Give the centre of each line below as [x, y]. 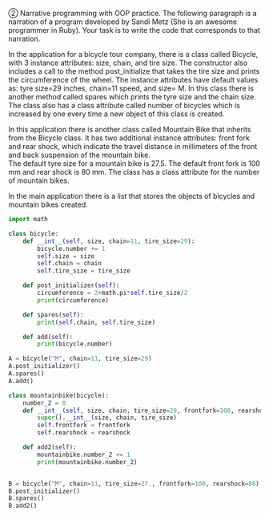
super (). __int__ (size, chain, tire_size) [107, 418]
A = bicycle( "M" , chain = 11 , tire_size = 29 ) [80, 359]
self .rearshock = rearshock [84, 433]
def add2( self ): [50, 447]
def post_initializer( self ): [71, 285]
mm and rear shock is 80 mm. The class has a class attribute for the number [134, 172]
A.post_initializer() [44, 366]
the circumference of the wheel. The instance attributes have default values [133, 80]
